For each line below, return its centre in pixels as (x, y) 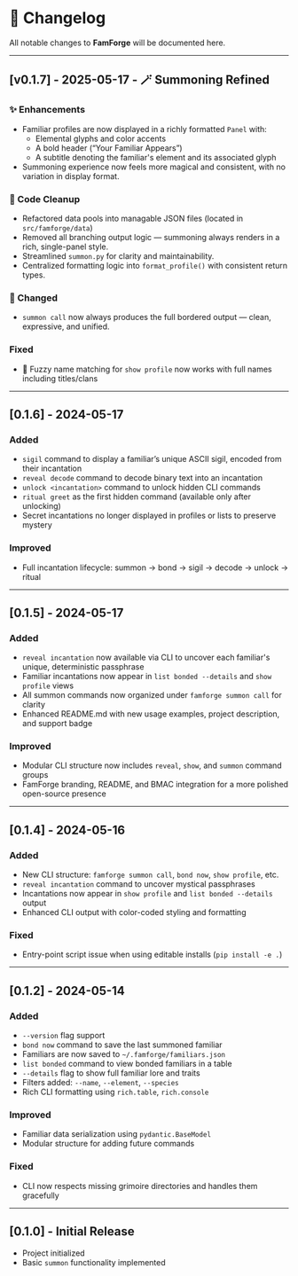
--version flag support (63, 1036)
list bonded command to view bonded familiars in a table (127, 1064)
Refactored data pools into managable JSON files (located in (133, 218)
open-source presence (64, 794)
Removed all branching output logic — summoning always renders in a (151, 237)
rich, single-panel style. (65, 247)
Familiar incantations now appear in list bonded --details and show (147, 677)
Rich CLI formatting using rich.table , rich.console (115, 1092)
